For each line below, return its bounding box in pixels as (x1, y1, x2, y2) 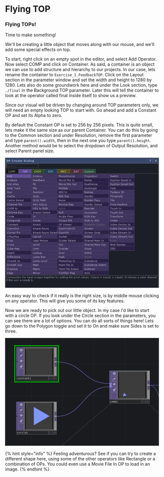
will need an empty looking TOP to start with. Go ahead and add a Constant (5, 107, 157, 113)
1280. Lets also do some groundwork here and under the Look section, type (5, 82, 158, 88)
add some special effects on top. (5, 47, 71, 52)
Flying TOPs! (5, 21, 37, 28)
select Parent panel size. (5, 148, 55, 154)
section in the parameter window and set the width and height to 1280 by (5, 77, 152, 83)
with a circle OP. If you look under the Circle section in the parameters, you (5, 312, 156, 318)
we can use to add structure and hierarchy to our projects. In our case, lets (5, 67, 155, 72)
